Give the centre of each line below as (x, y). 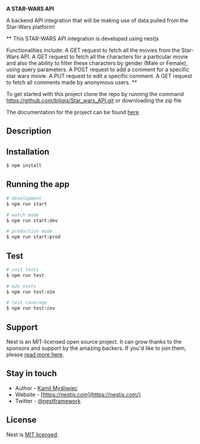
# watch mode (23, 215)
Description (29, 131)
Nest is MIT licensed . (33, 434)
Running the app (38, 185)
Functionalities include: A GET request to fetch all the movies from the (93, 50)
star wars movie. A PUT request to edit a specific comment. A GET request (99, 76)
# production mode (29, 231)
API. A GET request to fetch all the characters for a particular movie (104, 56)
